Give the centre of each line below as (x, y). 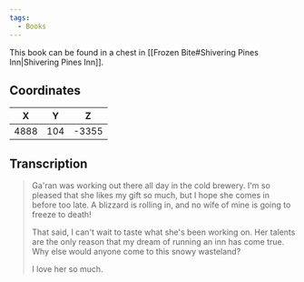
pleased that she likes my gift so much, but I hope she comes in (151, 196)
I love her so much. (67, 269)
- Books (32, 26)
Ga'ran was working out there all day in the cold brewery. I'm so (151, 186)
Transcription (49, 163)
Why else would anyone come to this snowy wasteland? (136, 252)
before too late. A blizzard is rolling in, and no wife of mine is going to (161, 205)
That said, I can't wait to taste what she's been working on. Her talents (163, 232)
